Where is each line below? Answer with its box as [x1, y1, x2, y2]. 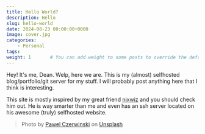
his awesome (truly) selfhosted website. [6, 108, 107, 116]
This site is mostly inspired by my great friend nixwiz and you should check [6, 96, 195, 103]
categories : [6, 37, 37, 43]
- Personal [17, 43, 45, 49]
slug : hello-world [6, 20, 53, 26]
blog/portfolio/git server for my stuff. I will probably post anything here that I [6, 77, 198, 85]
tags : [6, 49, 20, 55]
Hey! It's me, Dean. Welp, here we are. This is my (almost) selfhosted [6, 71, 180, 78]
